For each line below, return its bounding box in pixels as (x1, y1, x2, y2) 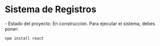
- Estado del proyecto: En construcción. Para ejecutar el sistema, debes (5, 20, 155, 27)
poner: (5, 26, 19, 32)
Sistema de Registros (5, 4, 97, 15)
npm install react (5, 36, 44, 41)
